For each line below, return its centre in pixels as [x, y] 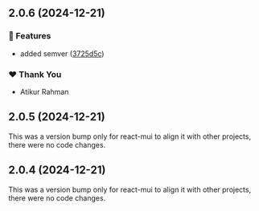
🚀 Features [30, 36]
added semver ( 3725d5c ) [62, 53]
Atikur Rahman [44, 91]
